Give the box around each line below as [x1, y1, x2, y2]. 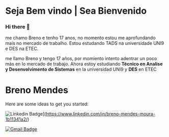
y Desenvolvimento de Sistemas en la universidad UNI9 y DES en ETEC [5, 66, 157, 72]
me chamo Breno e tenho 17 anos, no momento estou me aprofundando [5, 35, 156, 41]
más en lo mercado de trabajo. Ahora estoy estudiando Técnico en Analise [5, 61, 163, 67]
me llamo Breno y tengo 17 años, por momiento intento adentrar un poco [5, 56, 157, 62]
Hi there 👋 [5, 23, 31, 31]
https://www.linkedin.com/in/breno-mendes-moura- [45, 111, 155, 117]
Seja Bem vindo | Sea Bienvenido [5, 5, 147, 17]
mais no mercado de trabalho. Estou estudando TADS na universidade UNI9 [5, 40, 164, 46]
